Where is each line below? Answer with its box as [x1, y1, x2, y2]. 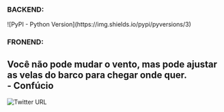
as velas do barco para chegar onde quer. [7, 69, 187, 81]
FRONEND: [7, 38, 44, 47]
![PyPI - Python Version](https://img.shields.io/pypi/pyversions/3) [7, 20, 191, 29]
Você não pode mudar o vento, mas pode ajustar [7, 58, 217, 70]
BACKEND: [7, 5, 44, 14]
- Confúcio [7, 80, 54, 92]
